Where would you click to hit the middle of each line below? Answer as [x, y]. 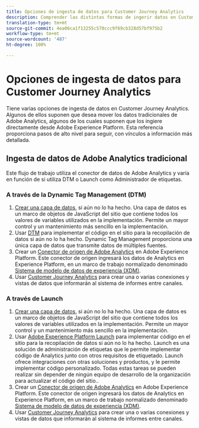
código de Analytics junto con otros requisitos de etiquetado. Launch [99, 356]
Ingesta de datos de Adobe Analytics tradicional [97, 159]
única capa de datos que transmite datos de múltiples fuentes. [91, 245]
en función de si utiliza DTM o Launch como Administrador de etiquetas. [94, 179]
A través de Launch [35, 299]
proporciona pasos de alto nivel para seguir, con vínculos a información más [99, 134]
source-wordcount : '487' [37, 39]
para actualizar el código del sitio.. [57, 381]
